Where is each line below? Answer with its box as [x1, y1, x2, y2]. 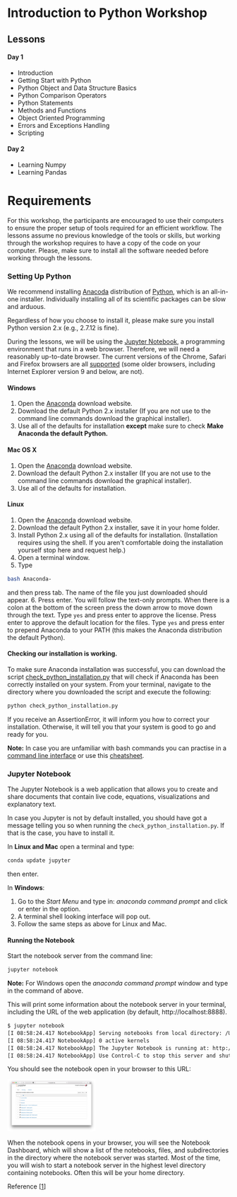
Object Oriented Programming [17, 113, 106, 122]
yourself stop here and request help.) [17, 546, 126, 554]
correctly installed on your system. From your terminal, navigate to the [7, 680, 212, 689]
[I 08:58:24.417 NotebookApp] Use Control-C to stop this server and [7, 1052, 217, 1059]
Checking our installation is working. [7, 649, 118, 658]
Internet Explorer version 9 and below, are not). [7, 368, 145, 376]
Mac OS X [7, 445, 37, 454]
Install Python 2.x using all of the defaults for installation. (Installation [17, 530, 218, 539]
